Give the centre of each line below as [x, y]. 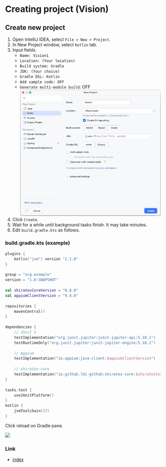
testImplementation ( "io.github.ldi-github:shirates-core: [75, 374]
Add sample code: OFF [42, 82]
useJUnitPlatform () [34, 395]
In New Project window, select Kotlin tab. [55, 45]
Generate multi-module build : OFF [55, 87]
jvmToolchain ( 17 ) [32, 411]
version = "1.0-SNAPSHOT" [32, 280]
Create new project [35, 28]
